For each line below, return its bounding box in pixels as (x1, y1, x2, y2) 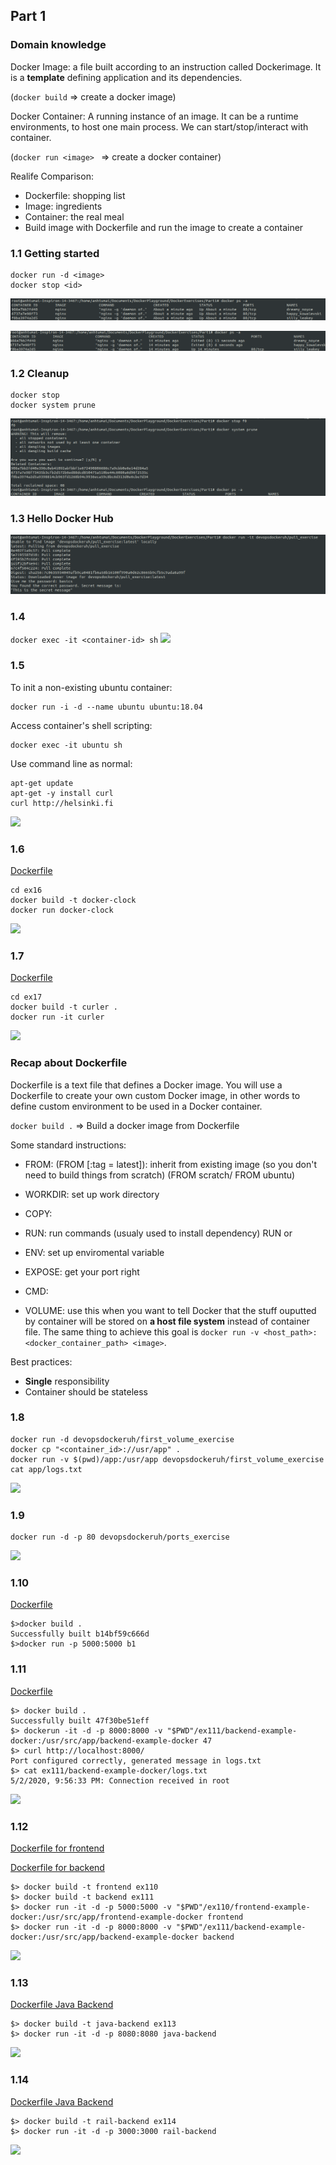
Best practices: (10, 1355, 73, 1368)
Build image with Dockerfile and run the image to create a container (24, 221, 304, 233)
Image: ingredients (24, 200, 103, 212)
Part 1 (10, 8, 47, 25)
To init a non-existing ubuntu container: (10, 681, 173, 693)
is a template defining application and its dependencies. (10, 71, 243, 83)
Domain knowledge (10, 38, 107, 52)
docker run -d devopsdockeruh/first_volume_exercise (10, 1434, 235, 1444)
